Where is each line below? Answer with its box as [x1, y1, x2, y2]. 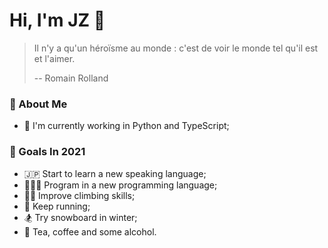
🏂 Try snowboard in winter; [23, 211, 138, 223]
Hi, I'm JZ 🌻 [9, 9, 106, 32]
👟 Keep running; [23, 200, 91, 212]
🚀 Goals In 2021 [9, 145, 86, 159]
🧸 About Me [9, 97, 68, 111]
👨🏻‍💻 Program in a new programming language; [23, 179, 218, 191]
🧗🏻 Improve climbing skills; [23, 189, 136, 201]
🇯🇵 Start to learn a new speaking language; [23, 167, 207, 179]
